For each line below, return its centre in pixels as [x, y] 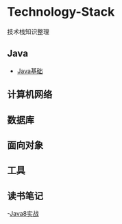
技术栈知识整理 [28, 31]
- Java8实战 [23, 214]
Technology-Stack [61, 12]
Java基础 [30, 71]
